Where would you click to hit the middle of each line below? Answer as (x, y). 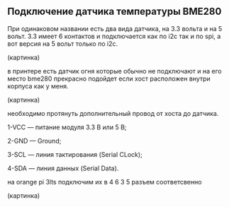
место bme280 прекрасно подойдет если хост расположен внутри (109, 78)
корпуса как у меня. (38, 86)
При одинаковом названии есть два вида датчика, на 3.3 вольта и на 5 (115, 28)
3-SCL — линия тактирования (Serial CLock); (75, 154)
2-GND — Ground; (34, 141)
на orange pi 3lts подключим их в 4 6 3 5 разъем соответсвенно (105, 182)
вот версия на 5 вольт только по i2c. (63, 43)
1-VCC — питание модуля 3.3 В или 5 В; (67, 127)
